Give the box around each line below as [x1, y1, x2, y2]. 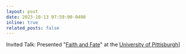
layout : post [6, 8, 39, 15]
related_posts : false [6, 25, 60, 31]
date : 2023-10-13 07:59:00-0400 [6, 14, 86, 20]
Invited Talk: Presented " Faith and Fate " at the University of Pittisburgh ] [6, 41, 181, 48]
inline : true [6, 19, 39, 25]
